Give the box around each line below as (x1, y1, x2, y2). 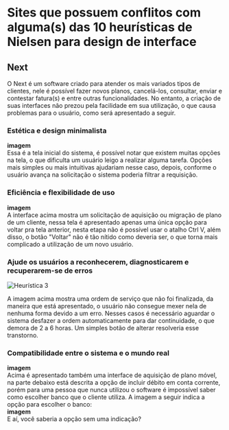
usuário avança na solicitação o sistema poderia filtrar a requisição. (7, 170, 198, 179)
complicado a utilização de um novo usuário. (7, 240, 134, 248)
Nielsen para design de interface (7, 34, 197, 49)
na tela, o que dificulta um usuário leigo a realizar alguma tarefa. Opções (7, 156, 213, 164)
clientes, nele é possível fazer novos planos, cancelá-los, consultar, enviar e (7, 87, 223, 95)
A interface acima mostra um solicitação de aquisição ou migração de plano (7, 211, 221, 219)
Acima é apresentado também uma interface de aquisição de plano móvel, (7, 371, 217, 379)
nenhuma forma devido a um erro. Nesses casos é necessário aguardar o (7, 309, 215, 317)
